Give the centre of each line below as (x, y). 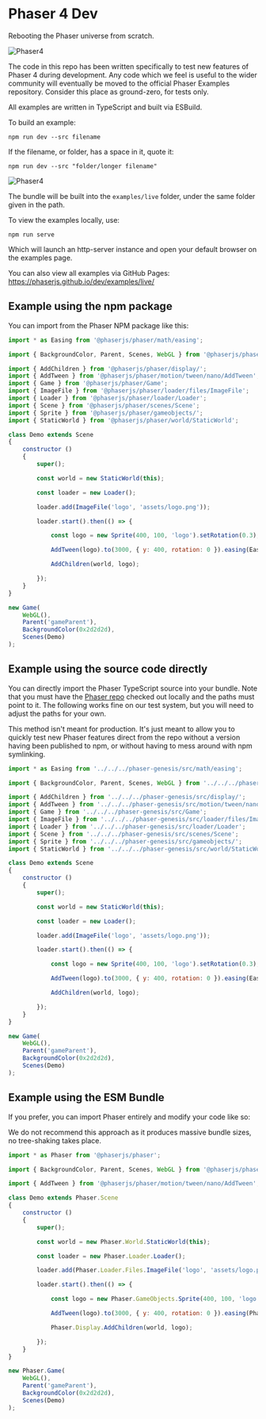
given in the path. (36, 205)
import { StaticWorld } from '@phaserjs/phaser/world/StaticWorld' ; (123, 420)
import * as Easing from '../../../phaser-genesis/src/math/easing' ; (125, 769)
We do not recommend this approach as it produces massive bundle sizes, (130, 1132)
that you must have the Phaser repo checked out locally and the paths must (131, 696)
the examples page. (40, 258)
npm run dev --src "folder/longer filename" (83, 166)
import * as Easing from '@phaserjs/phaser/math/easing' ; (106, 340)
